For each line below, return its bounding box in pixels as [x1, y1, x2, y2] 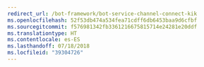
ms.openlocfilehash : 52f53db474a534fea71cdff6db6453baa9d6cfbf [7, 17, 198, 24]
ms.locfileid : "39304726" [7, 50, 83, 57]
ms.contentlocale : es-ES [7, 36, 80, 43]
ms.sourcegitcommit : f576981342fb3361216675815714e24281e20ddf [7, 23, 198, 30]
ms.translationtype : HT [7, 29, 78, 37]
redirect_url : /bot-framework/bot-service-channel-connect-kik [7, 10, 198, 17]
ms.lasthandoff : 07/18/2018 [7, 43, 90, 50]
